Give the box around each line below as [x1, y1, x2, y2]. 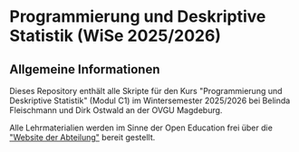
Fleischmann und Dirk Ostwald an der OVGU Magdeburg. [9, 105, 223, 115]
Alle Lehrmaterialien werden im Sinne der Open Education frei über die [9, 122, 274, 133]
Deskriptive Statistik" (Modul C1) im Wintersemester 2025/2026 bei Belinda [9, 95, 291, 106]
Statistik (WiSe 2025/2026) [9, 25, 222, 46]
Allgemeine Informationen [9, 62, 160, 77]
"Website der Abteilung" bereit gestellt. [9, 132, 156, 142]
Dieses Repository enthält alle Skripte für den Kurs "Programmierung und [9, 86, 283, 96]
